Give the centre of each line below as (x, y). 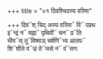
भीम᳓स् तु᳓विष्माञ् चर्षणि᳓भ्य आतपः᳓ (47, 41)
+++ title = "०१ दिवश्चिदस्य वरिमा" (50, 11)
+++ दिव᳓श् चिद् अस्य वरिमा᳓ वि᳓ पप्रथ (51, 25)
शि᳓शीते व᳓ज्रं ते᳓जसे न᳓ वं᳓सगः (43, 48)
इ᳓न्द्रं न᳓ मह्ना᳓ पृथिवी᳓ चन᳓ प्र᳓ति (44, 33)
